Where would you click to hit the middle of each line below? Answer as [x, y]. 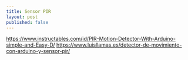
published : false [27, 22]
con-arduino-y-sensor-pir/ [38, 51]
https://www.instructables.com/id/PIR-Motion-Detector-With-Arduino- [91, 39]
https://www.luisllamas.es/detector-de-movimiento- [119, 45]
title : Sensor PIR [28, 11]
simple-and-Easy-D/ [31, 45]
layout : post [22, 17]
